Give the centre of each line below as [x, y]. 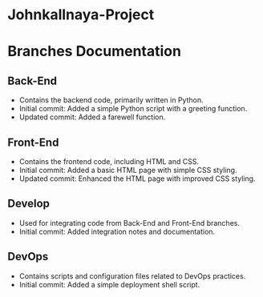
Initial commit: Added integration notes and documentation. [117, 231]
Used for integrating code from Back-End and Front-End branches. [129, 223]
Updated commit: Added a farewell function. [92, 117]
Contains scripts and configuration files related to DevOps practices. [132, 276]
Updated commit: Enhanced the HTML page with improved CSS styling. [137, 179]
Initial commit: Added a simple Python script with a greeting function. [133, 109]
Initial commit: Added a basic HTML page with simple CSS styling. [128, 170]
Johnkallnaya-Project [81, 15]
